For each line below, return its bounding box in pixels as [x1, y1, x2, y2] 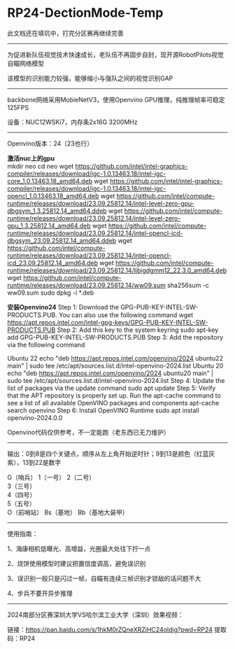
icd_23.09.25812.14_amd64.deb [7, 258, 99, 267]
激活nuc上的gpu [7, 154, 55, 162]
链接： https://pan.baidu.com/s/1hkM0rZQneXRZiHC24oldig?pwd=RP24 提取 [7, 625, 227, 634]
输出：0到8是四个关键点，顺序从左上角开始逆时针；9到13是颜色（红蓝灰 [7, 449, 215, 458]
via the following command [7, 340, 85, 349]
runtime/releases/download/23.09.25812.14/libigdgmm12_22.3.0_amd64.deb [7, 266, 227, 274]
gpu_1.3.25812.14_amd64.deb [7, 221, 91, 230]
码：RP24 [7, 634, 36, 642]
